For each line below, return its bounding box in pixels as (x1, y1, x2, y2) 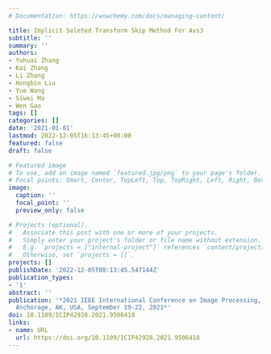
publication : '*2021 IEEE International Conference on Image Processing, (8, 296, 262, 304)
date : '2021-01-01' (8, 124, 74, 133)
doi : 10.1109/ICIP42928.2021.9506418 (8, 311, 135, 319)
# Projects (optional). (8, 221, 89, 229)
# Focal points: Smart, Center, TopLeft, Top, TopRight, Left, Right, (8, 176, 251, 184)
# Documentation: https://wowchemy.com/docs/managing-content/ (8, 11, 226, 20)
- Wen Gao (8, 102, 42, 110)
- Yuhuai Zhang (8, 57, 60, 65)
